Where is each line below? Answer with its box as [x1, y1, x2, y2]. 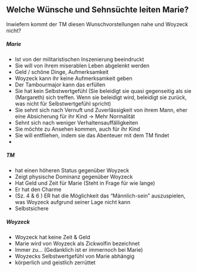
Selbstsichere [14, 205, 49, 212]
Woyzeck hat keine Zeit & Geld [14, 233, 91, 240]
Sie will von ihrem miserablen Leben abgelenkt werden [14, 62, 150, 69]
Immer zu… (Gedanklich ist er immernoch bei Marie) [14, 246, 143, 253]
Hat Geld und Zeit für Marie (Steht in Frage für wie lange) [14, 179, 155, 187]
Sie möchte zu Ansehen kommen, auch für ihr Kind [14, 125, 140, 132]
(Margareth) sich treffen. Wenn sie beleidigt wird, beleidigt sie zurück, [14, 94, 187, 101]
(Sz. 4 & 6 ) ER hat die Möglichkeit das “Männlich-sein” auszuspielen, [14, 192, 186, 199]
